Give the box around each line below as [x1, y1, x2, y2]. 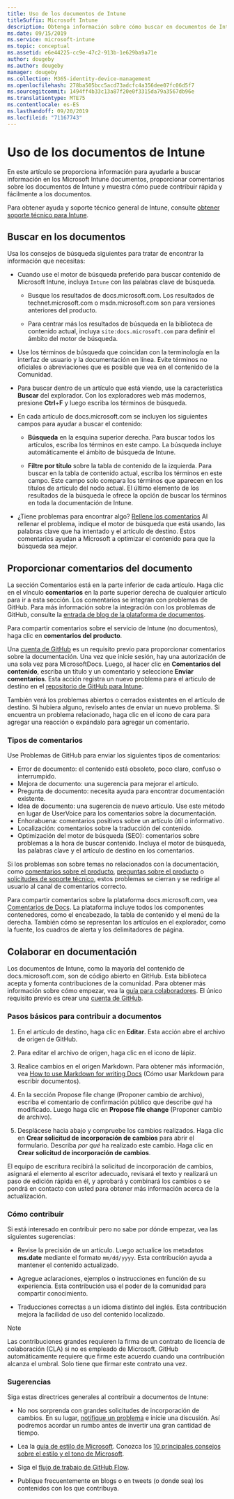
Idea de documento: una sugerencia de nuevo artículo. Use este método [17, 802, 225, 811]
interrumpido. [17, 772, 57, 781]
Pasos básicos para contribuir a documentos [7, 1011, 162, 1021]
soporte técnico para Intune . [7, 210, 89, 219]
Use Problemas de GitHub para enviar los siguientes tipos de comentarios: [7, 751, 221, 760]
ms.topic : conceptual [7, 43, 70, 50]
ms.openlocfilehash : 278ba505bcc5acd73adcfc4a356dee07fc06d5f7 [7, 82, 195, 89]
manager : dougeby [7, 68, 58, 75]
